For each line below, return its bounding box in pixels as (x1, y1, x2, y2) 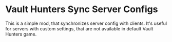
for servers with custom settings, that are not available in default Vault (5, 25, 154, 31)
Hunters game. (5, 31, 37, 37)
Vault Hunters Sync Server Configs (5, 4, 158, 15)
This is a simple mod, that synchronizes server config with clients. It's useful (5, 20, 167, 26)
